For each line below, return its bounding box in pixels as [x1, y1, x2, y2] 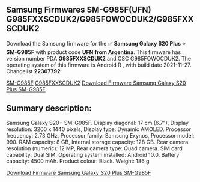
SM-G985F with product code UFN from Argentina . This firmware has [6, 48, 181, 56]
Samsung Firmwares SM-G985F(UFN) [6, 5, 151, 15]
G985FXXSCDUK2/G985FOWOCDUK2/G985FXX [6, 14, 194, 25]
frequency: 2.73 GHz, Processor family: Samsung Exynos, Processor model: [6, 132, 195, 139]
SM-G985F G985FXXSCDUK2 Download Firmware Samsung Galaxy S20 [6, 79, 186, 86]
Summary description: [6, 103, 92, 114]
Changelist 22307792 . [6, 67, 62, 74]
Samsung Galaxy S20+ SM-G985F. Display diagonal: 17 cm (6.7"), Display [6, 119, 189, 126]
